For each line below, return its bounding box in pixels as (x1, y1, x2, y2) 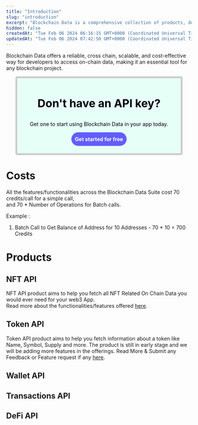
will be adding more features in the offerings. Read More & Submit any (6, 347, 177, 354)
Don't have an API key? (37, 97, 161, 110)
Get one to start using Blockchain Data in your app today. (29, 121, 169, 127)
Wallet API (6, 371, 45, 381)
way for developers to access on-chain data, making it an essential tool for (6, 58, 187, 65)
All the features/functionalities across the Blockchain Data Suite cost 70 (6, 188, 180, 195)
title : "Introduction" (6, 8, 62, 15)
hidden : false (6, 25, 41, 31)
